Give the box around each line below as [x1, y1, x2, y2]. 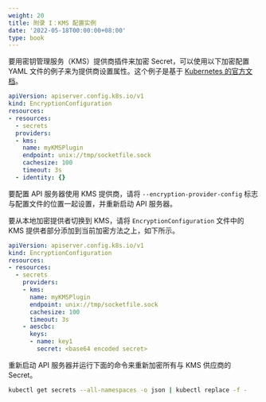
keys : [29, 330, 48, 338]
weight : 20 [8, 11, 45, 20]
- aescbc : [22, 323, 56, 330]
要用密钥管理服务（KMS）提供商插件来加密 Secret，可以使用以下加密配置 [8, 56, 249, 66]
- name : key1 [29, 338, 73, 346]
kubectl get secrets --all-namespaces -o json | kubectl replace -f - [8, 386, 248, 394]
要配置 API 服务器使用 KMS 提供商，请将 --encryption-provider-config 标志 [8, 188, 259, 199]
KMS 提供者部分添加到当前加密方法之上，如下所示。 [8, 226, 179, 235]
